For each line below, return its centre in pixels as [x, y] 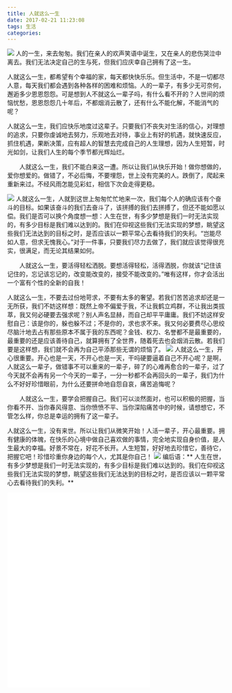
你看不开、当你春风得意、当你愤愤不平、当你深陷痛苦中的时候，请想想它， [113, 407]
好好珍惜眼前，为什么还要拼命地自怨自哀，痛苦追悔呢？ [98, 384]
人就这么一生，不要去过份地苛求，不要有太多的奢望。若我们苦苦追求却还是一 [116, 298]
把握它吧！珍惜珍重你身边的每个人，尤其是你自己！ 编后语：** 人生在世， [116, 457]
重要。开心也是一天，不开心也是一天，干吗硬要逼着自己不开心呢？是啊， [122, 358]
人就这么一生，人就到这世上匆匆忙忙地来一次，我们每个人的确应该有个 [115, 199]
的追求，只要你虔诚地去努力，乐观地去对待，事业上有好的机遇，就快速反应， [116, 135]
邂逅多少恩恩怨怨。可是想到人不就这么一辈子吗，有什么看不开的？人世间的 [113, 94]
